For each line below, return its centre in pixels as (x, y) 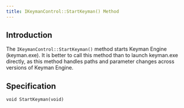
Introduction (29, 35)
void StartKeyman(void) (35, 100)
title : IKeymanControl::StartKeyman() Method (62, 11)
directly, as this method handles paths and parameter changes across (90, 61)
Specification (31, 86)
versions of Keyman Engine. (40, 68)
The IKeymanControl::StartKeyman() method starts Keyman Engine (86, 49)
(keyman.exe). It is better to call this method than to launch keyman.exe (92, 55)
